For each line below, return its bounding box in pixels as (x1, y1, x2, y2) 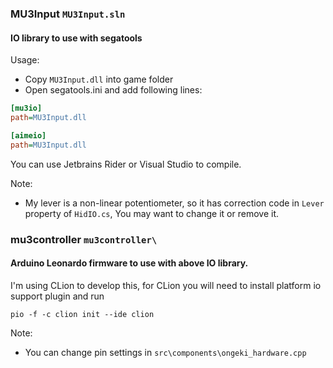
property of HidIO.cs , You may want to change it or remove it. (24, 207, 279, 219)
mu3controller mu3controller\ (10, 232, 158, 246)
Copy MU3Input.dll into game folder (24, 73, 174, 86)
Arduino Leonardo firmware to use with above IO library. (10, 257, 249, 269)
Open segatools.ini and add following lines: (24, 84, 203, 96)
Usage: (10, 54, 40, 66)
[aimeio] (10, 130, 47, 141)
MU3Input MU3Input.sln (10, 7, 126, 21)
